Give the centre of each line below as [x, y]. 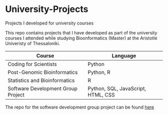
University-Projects [47, 9]
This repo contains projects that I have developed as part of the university [81, 32]
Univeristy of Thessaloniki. [32, 43]
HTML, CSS [101, 94]
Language [124, 55]
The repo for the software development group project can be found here [79, 107]
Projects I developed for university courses [49, 23]
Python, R [99, 72]
